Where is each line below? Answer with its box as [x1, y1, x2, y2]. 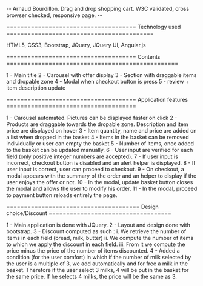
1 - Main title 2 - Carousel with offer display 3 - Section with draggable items [6, 71, 197, 78]
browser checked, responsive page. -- [6, 12, 102, 19]
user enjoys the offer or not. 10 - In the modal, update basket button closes [6, 179, 193, 185]
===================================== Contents [6, 53, 161, 60]
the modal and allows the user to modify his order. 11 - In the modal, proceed [6, 185, 198, 192]
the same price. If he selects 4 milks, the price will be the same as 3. [6, 273, 178, 280]
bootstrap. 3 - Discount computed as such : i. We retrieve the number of [6, 228, 187, 235]
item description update [6, 84, 66, 91]
